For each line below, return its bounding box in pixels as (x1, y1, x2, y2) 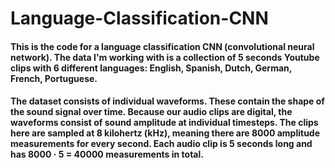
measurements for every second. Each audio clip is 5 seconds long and (10, 138, 313, 150)
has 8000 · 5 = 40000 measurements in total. (10, 148, 204, 161)
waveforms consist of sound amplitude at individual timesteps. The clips (10, 117, 319, 129)
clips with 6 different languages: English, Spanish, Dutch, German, (10, 62, 293, 74)
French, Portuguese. (10, 72, 98, 84)
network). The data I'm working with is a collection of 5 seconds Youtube (10, 51, 320, 63)
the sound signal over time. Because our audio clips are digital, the (10, 106, 293, 118)
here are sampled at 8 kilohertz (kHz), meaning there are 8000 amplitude (10, 127, 321, 139)
